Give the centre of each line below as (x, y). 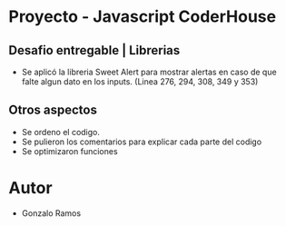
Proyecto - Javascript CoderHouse (143, 17)
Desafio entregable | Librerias (94, 50)
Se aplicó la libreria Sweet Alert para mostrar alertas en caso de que (149, 72)
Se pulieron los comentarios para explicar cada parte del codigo (142, 142)
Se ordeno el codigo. (61, 132)
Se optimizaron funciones (70, 151)
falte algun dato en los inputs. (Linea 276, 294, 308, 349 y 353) (140, 82)
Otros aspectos (53, 110)
